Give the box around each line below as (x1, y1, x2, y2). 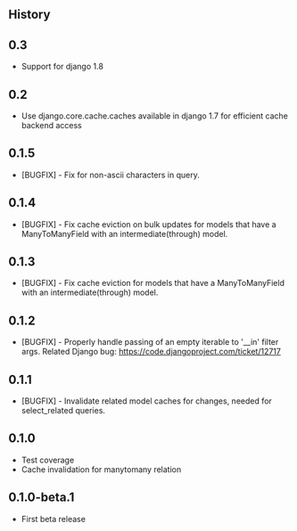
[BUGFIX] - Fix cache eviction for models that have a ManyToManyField (21, 278, 285, 289)
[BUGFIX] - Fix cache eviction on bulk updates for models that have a (21, 218, 277, 230)
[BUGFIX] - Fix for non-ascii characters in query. (21, 169, 200, 180)
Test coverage (21, 454, 75, 465)
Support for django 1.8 (21, 61, 104, 72)
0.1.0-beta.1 (8, 490, 75, 505)
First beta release (21, 513, 87, 524)
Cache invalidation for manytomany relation (21, 463, 182, 475)
